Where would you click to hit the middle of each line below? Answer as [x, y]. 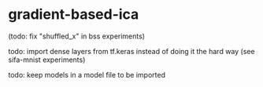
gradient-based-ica [74, 14]
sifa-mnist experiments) [47, 60]
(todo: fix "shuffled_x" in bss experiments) [77, 36]
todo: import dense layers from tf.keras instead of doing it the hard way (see [131, 51]
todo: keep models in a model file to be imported [87, 74]
